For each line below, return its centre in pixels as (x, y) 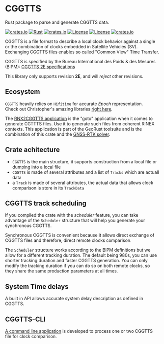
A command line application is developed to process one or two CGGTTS (79, 331)
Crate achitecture (32, 150)
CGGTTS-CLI (25, 319)
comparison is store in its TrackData (48, 188)
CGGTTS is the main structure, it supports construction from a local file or (84, 161)
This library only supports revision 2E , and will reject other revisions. (74, 76)
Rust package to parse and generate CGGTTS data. (57, 22)
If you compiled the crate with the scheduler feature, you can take (72, 215)
